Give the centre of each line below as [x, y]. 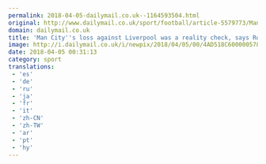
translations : [32, 67]
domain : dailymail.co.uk [49, 30]
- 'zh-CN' [28, 118]
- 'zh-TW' [28, 125]
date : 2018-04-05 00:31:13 [53, 52]
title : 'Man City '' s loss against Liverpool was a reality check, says [129, 37]
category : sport [35, 60]
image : [19, 45]
